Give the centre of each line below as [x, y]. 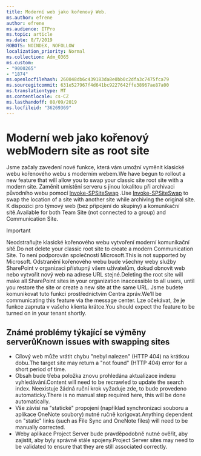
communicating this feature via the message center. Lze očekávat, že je [96, 300]
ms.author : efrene [29, 18]
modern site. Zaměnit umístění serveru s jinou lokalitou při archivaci [91, 187]
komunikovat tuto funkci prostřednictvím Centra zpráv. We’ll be [84, 294]
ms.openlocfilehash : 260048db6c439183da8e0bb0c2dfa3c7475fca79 [88, 79]
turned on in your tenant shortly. [46, 313]
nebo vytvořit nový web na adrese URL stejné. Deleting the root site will [95, 275]
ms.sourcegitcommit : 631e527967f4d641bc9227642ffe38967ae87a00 [88, 85]
